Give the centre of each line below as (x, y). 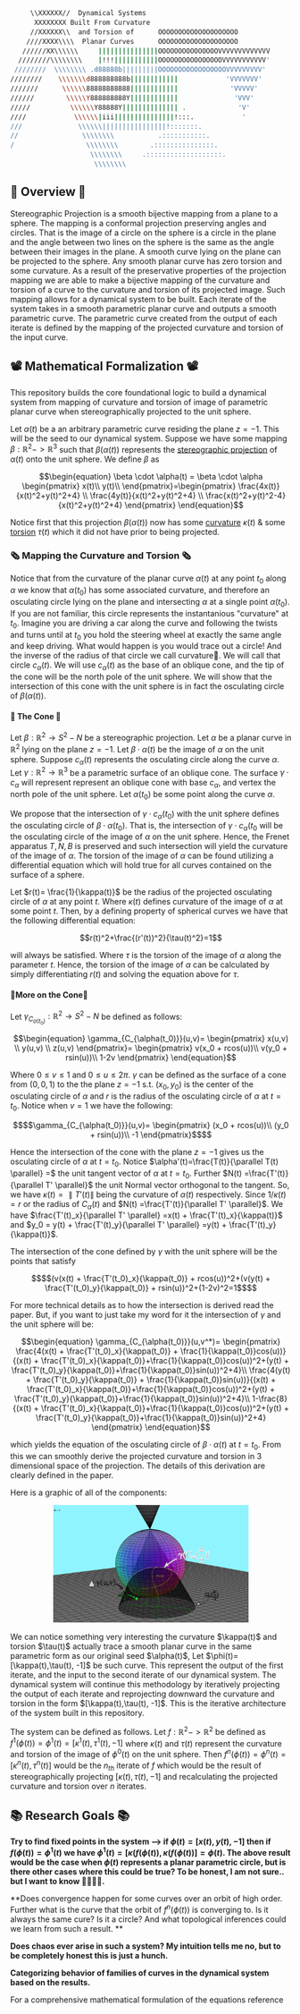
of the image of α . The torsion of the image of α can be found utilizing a (142, 856)
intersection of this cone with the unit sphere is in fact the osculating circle (147, 686)
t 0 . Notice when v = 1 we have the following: (92, 1107)
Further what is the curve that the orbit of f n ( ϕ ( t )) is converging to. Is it (139, 1908)
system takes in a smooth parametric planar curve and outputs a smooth (144, 309)
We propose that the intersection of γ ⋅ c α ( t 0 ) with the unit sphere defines (145, 815)
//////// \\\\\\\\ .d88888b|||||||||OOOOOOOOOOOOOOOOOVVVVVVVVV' (140, 70)
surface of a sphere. (48, 875)
